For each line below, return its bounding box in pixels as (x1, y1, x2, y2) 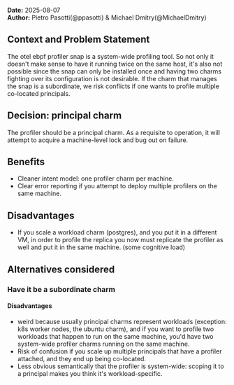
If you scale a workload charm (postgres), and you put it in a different (17, 228, 217, 237)
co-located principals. (7, 89, 71, 97)
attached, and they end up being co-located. (17, 354, 147, 363)
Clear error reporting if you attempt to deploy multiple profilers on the (17, 182, 218, 190)
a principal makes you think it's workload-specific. (17, 369, 163, 377)
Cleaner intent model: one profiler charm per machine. (17, 174, 175, 183)
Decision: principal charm (7, 110, 122, 122)
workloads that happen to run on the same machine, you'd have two (17, 332, 214, 340)
